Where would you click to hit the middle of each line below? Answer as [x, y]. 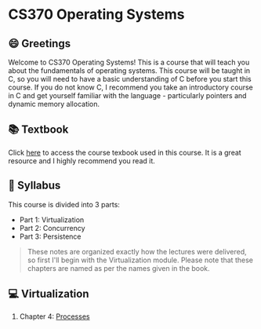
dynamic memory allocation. [54, 104]
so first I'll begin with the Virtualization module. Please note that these [140, 260]
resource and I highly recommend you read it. [82, 161]
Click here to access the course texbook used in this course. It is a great [125, 152]
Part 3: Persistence [50, 236]
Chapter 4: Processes [54, 316]
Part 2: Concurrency [52, 228]
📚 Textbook [38, 130]
